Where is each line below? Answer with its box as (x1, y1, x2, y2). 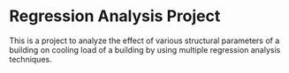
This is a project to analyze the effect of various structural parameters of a (9, 35, 280, 46)
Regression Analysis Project (9, 6, 221, 26)
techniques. (9, 54, 52, 64)
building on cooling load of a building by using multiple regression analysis (9, 44, 281, 55)
